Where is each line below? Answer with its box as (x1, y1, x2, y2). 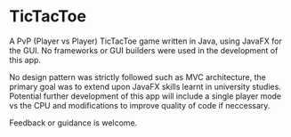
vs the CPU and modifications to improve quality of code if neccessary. (9, 100, 271, 110)
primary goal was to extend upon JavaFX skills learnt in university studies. (9, 81, 282, 92)
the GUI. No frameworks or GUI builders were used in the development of (9, 44, 279, 55)
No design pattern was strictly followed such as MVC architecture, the (9, 71, 267, 82)
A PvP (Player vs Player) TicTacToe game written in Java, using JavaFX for (9, 36, 282, 46)
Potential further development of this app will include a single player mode (9, 91, 282, 101)
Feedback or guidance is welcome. (9, 117, 138, 128)
